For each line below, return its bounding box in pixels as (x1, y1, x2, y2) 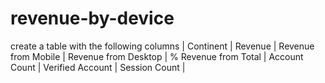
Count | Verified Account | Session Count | (10, 61, 186, 73)
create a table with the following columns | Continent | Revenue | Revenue (10, 40, 315, 52)
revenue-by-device (10, 7, 175, 30)
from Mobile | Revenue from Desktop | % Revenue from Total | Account (10, 50, 304, 62)
